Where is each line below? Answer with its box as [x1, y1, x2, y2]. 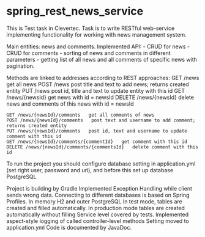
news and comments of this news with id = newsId [6, 100, 134, 108]
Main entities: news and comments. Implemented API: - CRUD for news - [6, 43, 190, 50]
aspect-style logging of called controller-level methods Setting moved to [6, 217, 190, 224]
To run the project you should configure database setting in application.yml [6, 160, 196, 167]
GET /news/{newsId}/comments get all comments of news [6, 112, 155, 118]
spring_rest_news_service [6, 4, 144, 18]
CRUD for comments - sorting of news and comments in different [6, 49, 171, 56]
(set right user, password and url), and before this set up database [6, 166, 174, 173]
